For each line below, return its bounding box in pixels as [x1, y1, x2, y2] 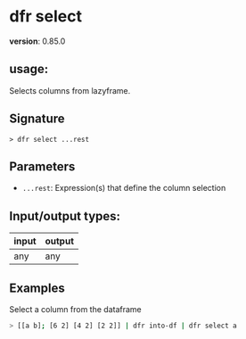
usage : [9, 62, 49, 77]
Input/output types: [9, 208, 121, 224]
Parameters [9, 159, 76, 174]
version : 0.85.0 [9, 36, 66, 46]
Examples [9, 280, 65, 295]
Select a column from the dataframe [9, 304, 143, 314]
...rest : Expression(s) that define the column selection [21, 183, 226, 194]
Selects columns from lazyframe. [9, 85, 131, 95]
